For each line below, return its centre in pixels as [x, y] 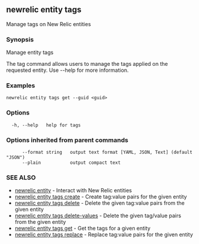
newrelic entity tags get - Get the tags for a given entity [83, 229]
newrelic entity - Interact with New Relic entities [73, 191]
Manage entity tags [30, 52]
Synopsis [20, 39]
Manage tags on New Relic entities [48, 24]
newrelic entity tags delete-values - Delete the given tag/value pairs [98, 216]
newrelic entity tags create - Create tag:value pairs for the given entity [101, 197]
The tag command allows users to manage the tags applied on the [87, 64]
